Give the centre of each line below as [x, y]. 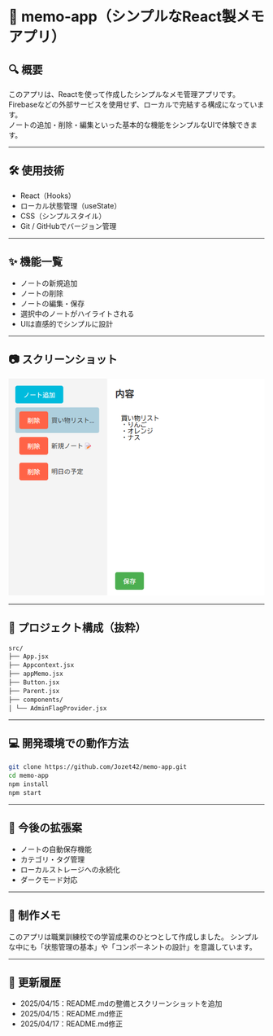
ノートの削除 [41, 293]
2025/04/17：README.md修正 [71, 1024]
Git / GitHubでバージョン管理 [68, 226]
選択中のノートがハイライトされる [77, 314]
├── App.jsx [28, 656]
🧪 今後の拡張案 [45, 828]
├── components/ [36, 700]
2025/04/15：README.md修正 [71, 1014]
